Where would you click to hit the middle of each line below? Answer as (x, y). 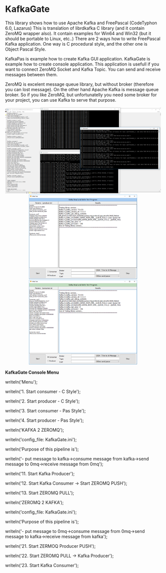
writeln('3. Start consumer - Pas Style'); (45, 411)
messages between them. (31, 74)
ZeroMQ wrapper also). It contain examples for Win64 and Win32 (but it (78, 33)
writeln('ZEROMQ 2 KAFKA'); (35, 502)
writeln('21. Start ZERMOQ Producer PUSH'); (50, 546)
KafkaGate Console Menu (32, 372)
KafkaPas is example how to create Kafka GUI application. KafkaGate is (78, 58)
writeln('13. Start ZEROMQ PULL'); (40, 493)
